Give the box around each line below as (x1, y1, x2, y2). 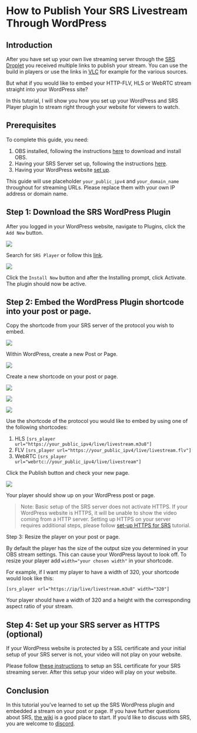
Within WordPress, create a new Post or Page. (6, 351, 118, 358)
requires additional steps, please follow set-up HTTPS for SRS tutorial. (20, 522, 191, 529)
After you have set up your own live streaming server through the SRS (6, 56, 175, 62)
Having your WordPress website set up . (14, 166, 111, 173)
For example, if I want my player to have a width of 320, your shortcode (6, 569, 179, 576)
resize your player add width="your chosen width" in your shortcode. (6, 557, 173, 564)
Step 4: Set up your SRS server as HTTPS (6, 619, 160, 630)
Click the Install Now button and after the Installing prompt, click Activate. (6, 274, 186, 281)
